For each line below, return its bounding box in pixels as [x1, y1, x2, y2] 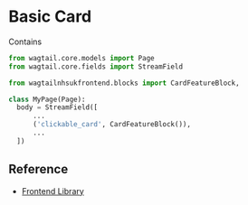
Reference [8, 162, 69, 177]
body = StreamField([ [16, 103, 99, 112]
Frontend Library [21, 185, 85, 196]
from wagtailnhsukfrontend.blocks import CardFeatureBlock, [8, 79, 241, 88]
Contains [8, 36, 43, 47]
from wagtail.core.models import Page [8, 53, 155, 62]
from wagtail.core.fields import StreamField [8, 61, 183, 71]
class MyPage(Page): [8, 95, 87, 104]
